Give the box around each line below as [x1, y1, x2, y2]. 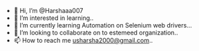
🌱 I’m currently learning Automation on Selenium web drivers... [13, 21, 192, 29]
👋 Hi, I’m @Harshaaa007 [13, 7, 84, 14]
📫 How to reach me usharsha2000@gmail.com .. [13, 37, 153, 44]
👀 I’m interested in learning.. [13, 14, 94, 22]
